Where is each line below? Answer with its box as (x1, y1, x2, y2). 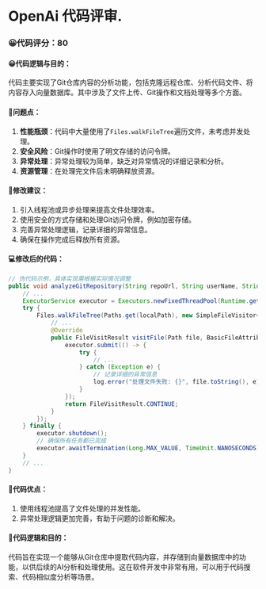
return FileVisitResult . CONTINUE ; (64, 400, 179, 408)
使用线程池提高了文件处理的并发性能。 (19, 503, 145, 513)
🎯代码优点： (8, 484, 48, 494)
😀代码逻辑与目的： (8, 59, 71, 68)
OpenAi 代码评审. (8, 7, 123, 25)
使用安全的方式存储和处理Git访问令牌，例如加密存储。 (19, 215, 196, 224)
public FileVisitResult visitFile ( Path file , (50, 334, 203, 342)
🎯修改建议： (8, 185, 48, 195)
